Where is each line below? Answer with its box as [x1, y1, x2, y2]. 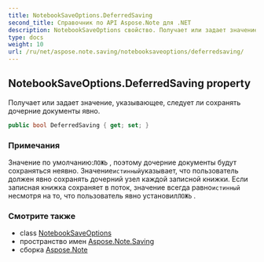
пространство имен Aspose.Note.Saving [19, 237, 155, 246]
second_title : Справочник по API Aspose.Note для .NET [8, 19, 192, 27]
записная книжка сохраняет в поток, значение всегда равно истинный [8, 182, 241, 192]
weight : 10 [8, 41, 44, 49]
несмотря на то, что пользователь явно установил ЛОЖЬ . [8, 191, 196, 200]
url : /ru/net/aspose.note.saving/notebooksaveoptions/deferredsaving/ [8, 48, 244, 56]
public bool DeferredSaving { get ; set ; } [8, 121, 149, 129]
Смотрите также [8, 210, 76, 221]
